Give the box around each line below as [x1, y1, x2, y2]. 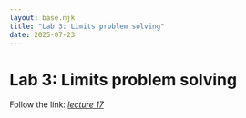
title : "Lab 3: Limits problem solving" [9, 22, 166, 31]
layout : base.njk [9, 13, 76, 23]
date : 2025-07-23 [9, 30, 76, 39]
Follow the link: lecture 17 [9, 99, 105, 110]
